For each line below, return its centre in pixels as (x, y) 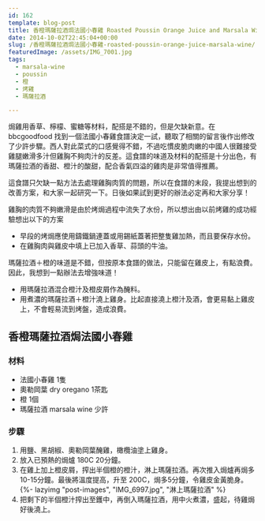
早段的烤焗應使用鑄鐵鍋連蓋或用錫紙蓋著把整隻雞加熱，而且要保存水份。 (137, 236)
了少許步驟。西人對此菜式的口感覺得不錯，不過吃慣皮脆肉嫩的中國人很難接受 (132, 146)
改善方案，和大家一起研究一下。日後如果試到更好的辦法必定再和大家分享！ (129, 193)
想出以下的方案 (39, 219)
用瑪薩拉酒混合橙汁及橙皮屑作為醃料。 (82, 290)
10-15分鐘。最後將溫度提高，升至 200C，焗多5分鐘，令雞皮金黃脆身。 (134, 480)
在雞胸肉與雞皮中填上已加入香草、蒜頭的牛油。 (95, 246)
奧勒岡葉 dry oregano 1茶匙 (63, 389)
